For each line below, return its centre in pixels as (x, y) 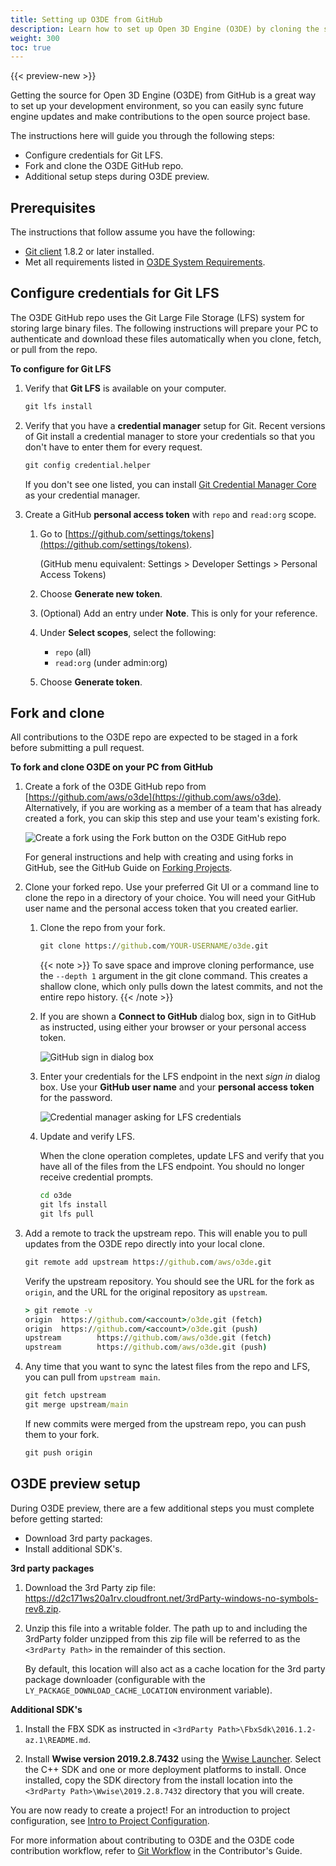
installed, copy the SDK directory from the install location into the (158, 1780)
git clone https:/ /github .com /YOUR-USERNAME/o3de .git (154, 946)
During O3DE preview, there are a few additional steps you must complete (162, 1508)
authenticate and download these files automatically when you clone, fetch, (166, 338)
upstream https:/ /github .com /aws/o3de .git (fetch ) (148, 1338)
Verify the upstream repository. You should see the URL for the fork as (169, 1281)
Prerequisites (53, 207)
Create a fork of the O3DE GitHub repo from (115, 787)
